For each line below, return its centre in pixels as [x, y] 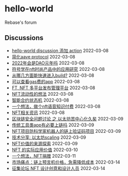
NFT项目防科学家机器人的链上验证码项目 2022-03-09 [66, 131]
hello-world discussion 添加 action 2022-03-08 [60, 51]
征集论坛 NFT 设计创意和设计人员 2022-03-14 [59, 168]
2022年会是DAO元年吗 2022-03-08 [48, 63]
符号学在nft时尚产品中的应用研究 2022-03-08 [58, 69]
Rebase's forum [21, 22]
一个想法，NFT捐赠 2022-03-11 [44, 156]
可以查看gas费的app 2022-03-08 [46, 81]
